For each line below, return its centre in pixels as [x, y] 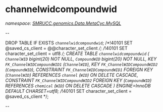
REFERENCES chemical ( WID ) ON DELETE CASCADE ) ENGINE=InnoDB [78, 86]
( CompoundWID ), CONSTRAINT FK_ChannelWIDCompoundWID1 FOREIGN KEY [79, 70]
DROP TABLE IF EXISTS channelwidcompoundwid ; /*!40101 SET [69, 43]
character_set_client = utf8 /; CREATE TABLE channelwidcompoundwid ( [77, 53]
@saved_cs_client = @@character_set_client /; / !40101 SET [66, 48]
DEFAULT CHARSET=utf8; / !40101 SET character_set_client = [69, 91]
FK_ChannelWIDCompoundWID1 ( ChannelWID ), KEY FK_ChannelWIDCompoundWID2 [82, 64]
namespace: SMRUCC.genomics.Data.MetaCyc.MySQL [63, 23]
